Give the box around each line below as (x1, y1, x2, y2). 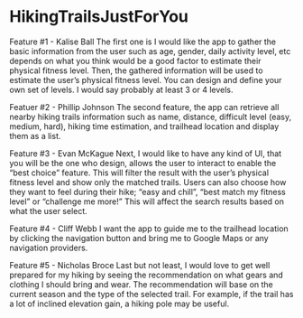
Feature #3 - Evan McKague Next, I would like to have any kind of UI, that (9, 147, 282, 159)
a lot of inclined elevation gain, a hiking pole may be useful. (9, 298, 230, 309)
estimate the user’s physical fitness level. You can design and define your (9, 74, 282, 85)
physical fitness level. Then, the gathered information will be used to (9, 65, 263, 76)
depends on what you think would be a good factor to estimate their (9, 55, 262, 66)
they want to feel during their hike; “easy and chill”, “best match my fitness (9, 186, 286, 197)
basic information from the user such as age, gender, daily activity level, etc (9, 45, 291, 56)
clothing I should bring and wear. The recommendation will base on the (9, 278, 273, 290)
